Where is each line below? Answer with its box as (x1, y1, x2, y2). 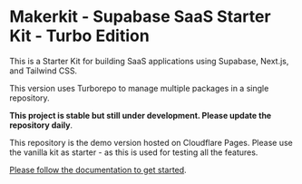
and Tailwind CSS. (9, 65, 78, 76)
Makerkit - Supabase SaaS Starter (9, 6, 271, 27)
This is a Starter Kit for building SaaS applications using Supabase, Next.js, (9, 55, 289, 66)
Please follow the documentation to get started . (9, 164, 188, 175)
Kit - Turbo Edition (9, 25, 150, 46)
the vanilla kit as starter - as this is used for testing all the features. (9, 147, 258, 158)
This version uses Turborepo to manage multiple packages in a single (9, 82, 269, 93)
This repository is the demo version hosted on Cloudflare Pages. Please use (9, 137, 293, 148)
